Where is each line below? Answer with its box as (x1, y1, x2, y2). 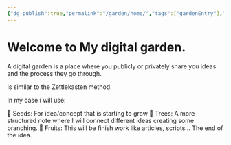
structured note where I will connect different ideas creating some (7, 116, 195, 124)
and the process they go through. (7, 69, 102, 77)
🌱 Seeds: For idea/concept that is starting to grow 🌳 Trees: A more (7, 109, 195, 117)
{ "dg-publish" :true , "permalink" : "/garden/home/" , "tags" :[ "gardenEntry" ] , (7, 10, 223, 17)
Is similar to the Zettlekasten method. (7, 83, 112, 91)
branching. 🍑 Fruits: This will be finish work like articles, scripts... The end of (7, 124, 223, 132)
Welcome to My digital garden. (7, 39, 186, 55)
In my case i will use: (7, 96, 67, 104)
